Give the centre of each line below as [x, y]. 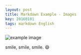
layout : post [19, 10]
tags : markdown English [30, 24]
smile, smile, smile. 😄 [27, 47]
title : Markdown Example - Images [41, 14]
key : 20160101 [20, 19]
